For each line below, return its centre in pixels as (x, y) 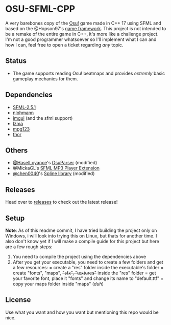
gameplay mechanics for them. (45, 79)
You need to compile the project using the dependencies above (79, 257)
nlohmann (23, 113)
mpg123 (21, 129)
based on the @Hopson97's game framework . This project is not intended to (86, 28)
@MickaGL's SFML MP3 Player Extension (56, 168)
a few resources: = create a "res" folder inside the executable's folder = (88, 267)
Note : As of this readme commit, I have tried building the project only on (81, 230)
